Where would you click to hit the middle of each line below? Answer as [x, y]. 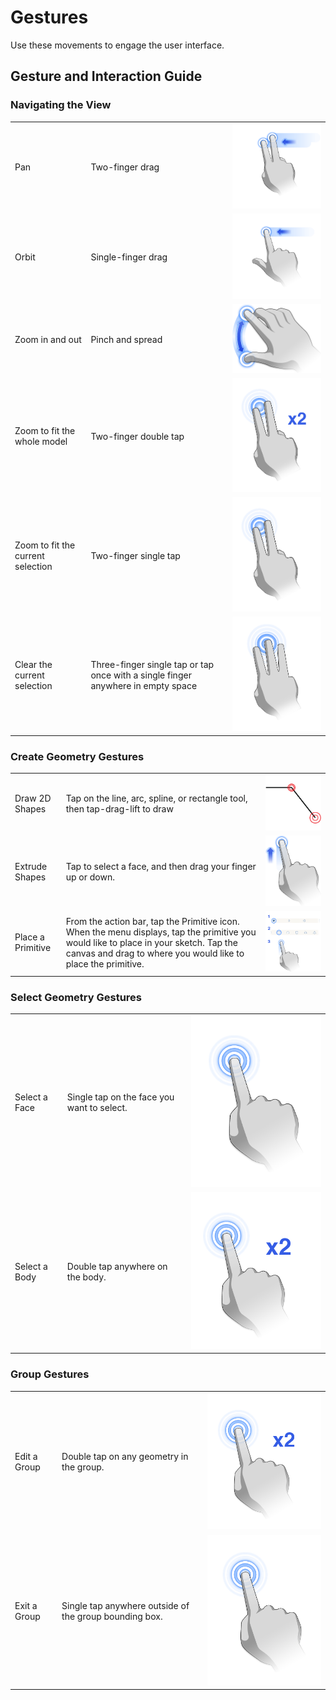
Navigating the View [61, 105]
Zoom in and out [48, 339]
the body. [86, 1277]
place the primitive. [105, 963]
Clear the [33, 664]
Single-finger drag [129, 257]
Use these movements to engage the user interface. [117, 45]
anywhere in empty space [144, 685]
